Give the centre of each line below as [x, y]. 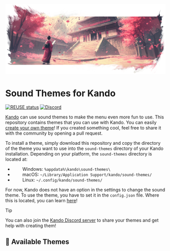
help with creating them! [31, 226]
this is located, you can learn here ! [41, 201]
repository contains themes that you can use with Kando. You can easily [81, 122]
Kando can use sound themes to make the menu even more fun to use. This [85, 117]
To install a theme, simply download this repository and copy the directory [83, 143]
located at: [17, 160]
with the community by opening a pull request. [54, 133]
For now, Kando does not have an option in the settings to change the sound [85, 190]
